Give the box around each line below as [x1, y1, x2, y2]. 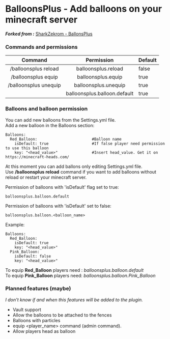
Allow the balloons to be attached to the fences [12, 312, 112, 318]
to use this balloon [5, 146, 49, 151]
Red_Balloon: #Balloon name [10, 136, 122, 142]
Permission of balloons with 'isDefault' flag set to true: [5, 184, 119, 190]
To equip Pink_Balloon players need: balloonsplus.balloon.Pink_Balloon [5, 272, 156, 278]
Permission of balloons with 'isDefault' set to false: [5, 203, 112, 209]
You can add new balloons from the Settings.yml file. [5, 117, 116, 123]
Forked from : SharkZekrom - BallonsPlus [5, 31, 93, 37]
